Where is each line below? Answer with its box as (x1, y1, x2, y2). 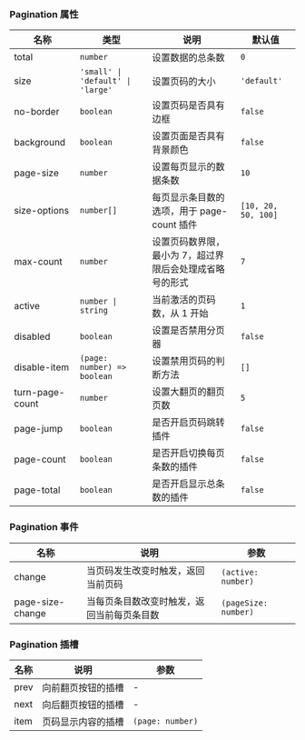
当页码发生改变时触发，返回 (85, 564, 205, 576)
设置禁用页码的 (152, 355, 216, 367)
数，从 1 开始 (152, 307, 209, 320)
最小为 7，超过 (152, 249, 215, 262)
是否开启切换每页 (152, 447, 225, 460)
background (14, 136, 66, 149)
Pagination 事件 (9, 521, 79, 534)
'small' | (79, 66, 123, 77)
